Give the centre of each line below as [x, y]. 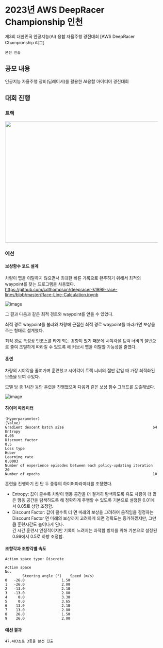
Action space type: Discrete [34, 559]
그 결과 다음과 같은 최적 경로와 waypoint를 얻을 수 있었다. [59, 314]
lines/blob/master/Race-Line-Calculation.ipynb [52, 295]
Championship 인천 [44, 22]
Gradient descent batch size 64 [81, 427]
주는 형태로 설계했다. [24, 330]
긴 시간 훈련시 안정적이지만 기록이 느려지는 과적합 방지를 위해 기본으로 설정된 [85, 530]
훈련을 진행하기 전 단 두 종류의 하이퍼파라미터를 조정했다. [59, 483]
